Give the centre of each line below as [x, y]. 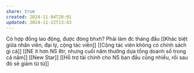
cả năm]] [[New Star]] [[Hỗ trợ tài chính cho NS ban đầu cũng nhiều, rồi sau [97, 58]
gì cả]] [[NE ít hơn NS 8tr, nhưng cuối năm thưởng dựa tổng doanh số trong [96, 51]
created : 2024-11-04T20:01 [39, 17]
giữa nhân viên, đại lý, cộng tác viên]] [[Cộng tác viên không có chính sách [96, 45]
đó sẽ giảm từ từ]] [28, 64]
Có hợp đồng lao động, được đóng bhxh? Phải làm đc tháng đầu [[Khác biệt [97, 39]
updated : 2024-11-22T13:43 [39, 22]
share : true [20, 11]
